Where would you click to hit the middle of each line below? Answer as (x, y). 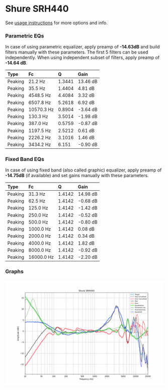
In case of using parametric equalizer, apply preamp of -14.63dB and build (82, 47)
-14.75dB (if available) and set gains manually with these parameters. (77, 176)
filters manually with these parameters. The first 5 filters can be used (77, 52)
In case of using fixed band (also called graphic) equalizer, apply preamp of (83, 170)
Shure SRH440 (37, 9)
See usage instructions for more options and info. (57, 23)
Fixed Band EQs (25, 159)
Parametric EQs (25, 36)
